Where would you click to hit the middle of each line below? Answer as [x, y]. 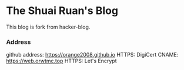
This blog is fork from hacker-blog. [48, 27]
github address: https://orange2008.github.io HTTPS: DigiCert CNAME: [92, 55]
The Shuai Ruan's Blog [62, 11]
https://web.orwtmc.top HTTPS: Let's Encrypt [61, 61]
